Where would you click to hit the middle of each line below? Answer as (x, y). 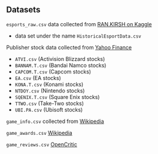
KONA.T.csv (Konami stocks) (49, 84)
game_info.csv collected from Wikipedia (55, 121)
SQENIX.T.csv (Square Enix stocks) (57, 97)
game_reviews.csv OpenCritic (42, 144)
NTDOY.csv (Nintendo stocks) (50, 90)
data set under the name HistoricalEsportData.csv (78, 36)
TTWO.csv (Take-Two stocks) (49, 103)
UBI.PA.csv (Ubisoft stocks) (49, 109)
